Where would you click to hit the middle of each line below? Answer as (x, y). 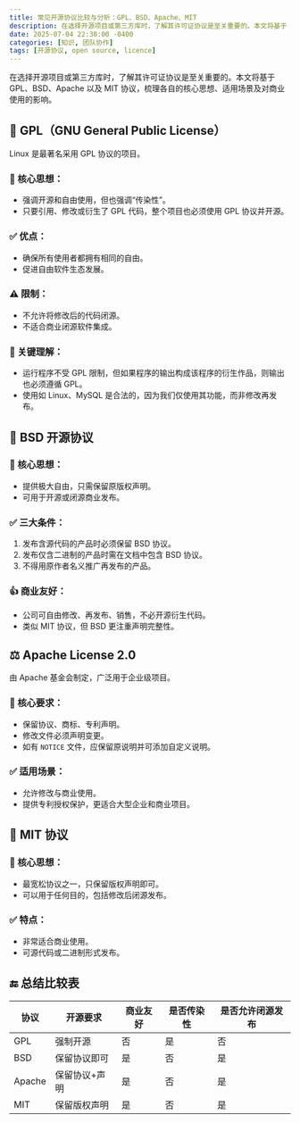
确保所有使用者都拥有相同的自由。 (85, 258)
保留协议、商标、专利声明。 (73, 724)
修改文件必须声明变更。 (65, 735)
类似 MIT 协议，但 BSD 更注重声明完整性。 (100, 627)
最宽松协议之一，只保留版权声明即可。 (92, 884)
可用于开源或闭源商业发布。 (73, 497)
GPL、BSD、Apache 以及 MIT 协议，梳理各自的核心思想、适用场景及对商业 (147, 88)
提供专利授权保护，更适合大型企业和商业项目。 (108, 803)
